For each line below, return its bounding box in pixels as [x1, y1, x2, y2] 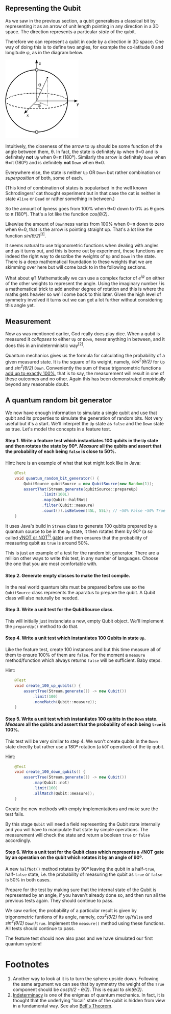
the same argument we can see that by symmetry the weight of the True [12, 981, 164, 987]
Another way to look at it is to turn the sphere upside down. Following [12, 976, 159, 982]
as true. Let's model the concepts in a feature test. [5, 426, 111, 432]
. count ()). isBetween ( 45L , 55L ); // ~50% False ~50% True [41, 508, 166, 513]
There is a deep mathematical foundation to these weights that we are [5, 258, 153, 265]
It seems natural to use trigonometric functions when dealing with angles [5, 243, 159, 249]
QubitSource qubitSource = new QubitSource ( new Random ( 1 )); [23, 481, 154, 486]
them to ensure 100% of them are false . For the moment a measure [5, 652, 145, 658]
